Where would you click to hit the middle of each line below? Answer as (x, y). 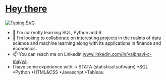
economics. (25, 48)
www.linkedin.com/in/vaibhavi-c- (117, 54)
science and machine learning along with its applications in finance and (87, 43)
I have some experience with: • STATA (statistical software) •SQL (80, 66)
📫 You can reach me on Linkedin (47, 54)
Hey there (26, 9)
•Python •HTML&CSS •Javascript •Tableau (58, 72)
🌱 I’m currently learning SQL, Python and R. (58, 32)
